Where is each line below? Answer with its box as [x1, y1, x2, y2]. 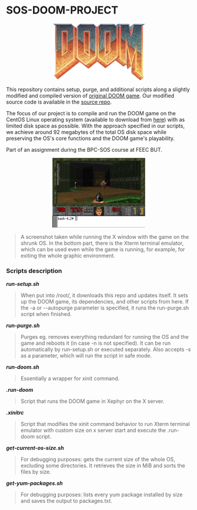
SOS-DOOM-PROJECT [6, 4, 119, 17]
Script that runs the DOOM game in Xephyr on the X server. [20, 398, 165, 405]
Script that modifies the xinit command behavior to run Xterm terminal [20, 420, 190, 427]
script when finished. [20, 310, 72, 318]
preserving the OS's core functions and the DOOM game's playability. [6, 135, 175, 142]
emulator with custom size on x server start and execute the [20, 426, 166, 434]
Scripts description [6, 267, 62, 275]
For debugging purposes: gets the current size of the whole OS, [20, 455, 175, 462]
